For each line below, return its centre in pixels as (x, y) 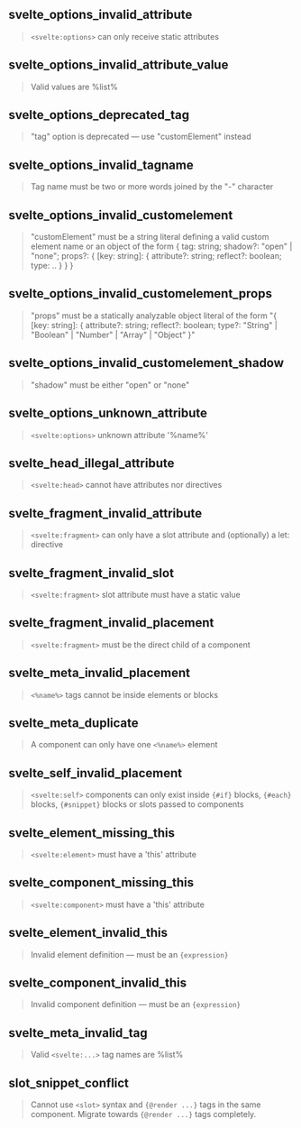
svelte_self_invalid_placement (95, 773)
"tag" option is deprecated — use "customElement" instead (141, 137)
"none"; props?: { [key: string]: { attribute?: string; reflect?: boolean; (156, 256)
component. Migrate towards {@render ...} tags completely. (143, 1114)
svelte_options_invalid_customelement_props (140, 293)
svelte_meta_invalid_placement (100, 673)
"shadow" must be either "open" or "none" (110, 385)
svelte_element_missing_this (92, 833)
